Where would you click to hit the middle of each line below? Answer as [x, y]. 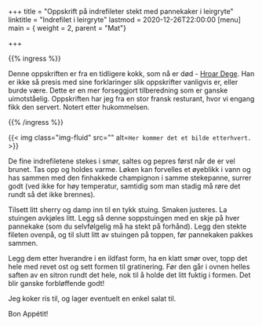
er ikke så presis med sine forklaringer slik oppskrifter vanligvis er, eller [123, 82]
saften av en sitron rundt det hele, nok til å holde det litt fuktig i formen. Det [129, 275]
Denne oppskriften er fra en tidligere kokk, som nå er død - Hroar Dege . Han [131, 73]
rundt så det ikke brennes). [52, 194]
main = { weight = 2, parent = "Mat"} [67, 28]
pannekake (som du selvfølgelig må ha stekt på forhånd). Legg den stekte [127, 226]
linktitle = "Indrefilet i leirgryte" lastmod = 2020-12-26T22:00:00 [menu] [125, 20]
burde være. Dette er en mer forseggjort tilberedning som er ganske [118, 90]
